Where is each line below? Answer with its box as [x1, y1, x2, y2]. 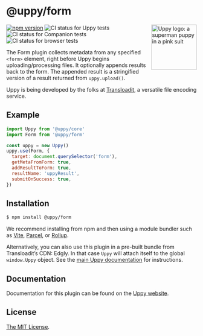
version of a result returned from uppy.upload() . [6, 74, 126, 81]
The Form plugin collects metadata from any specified [6, 48, 141, 55]
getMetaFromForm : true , [11, 159, 71, 165]
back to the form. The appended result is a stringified [6, 68, 139, 75]
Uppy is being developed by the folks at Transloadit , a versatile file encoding [6, 86, 197, 93]
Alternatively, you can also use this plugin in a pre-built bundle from [6, 243, 175, 251]
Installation [6, 198, 50, 209]
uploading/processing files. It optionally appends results [6, 62, 146, 69]
